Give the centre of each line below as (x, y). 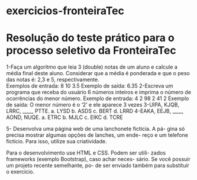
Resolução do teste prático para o (90, 38)
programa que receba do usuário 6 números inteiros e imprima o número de (98, 92)
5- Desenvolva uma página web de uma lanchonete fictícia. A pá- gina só (96, 129)
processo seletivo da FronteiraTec (91, 51)
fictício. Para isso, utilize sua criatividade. (56, 142)
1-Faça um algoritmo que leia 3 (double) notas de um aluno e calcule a (92, 67)
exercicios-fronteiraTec (65, 11)
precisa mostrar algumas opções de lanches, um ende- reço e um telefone (97, 135)
